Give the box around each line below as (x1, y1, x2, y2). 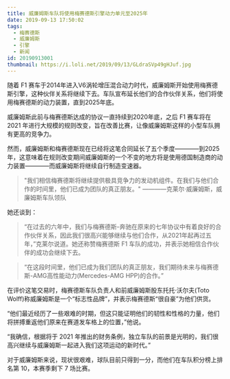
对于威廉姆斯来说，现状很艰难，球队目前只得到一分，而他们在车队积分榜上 (7, 355, 217, 364)
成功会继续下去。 (36, 248, 84, 256)
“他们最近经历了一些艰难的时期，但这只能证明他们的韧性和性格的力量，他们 (7, 309, 220, 317)
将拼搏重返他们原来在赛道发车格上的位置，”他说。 (7, 317, 145, 326)
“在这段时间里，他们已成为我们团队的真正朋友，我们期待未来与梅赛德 (23, 262, 219, 271)
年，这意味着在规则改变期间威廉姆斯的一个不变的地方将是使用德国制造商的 (7, 152, 217, 161)
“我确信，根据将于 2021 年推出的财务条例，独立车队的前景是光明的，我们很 (7, 332, 219, 341)
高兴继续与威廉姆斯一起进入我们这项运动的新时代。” (7, 341, 151, 349)
